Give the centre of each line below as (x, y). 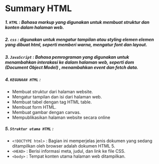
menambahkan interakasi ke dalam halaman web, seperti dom (70, 62)
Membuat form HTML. (34, 107)
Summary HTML (38, 8)
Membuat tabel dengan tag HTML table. (52, 102)
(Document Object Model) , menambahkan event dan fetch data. (72, 67)
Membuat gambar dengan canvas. (46, 113)
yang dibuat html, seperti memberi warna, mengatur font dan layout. (76, 45)
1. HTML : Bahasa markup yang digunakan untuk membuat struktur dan (77, 22)
